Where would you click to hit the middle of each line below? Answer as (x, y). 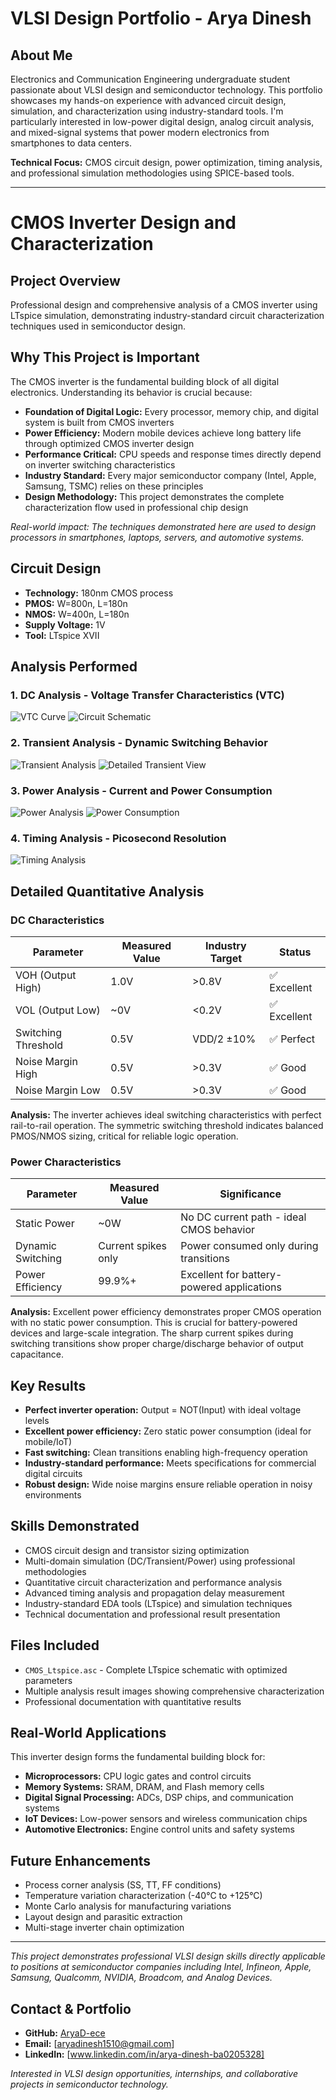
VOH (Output (46, 975)
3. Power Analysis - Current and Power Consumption (141, 790)
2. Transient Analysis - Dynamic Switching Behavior (139, 743)
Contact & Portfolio (71, 2008)
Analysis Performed (74, 667)
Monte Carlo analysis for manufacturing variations (128, 1906)
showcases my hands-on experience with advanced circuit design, (148, 100)
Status (295, 952)
